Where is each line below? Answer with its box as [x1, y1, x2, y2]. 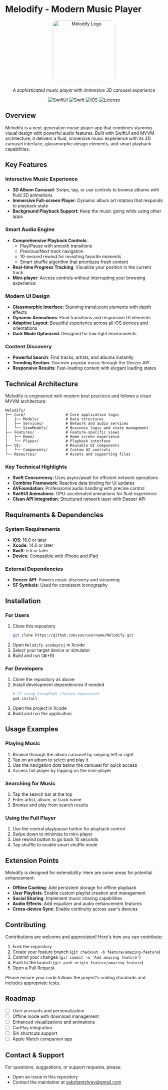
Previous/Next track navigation [19, 248, 84, 254]
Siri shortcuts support [12, 1030, 57, 1036]
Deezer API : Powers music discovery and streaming [12, 577, 120, 583]
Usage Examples [5, 725, 58, 734]
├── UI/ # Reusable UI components [5, 443, 120, 448]
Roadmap [5, 994, 36, 1003]
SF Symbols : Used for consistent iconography [12, 582, 108, 588]
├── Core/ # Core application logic [5, 412, 120, 417]
